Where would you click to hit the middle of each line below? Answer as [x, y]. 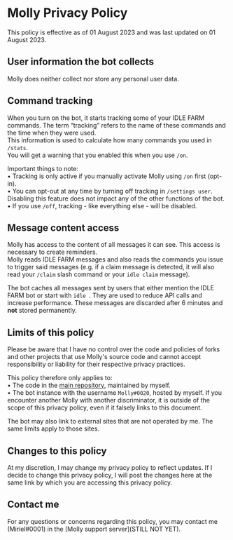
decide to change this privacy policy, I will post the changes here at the [110, 475]
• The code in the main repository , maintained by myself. [89, 385]
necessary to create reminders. [52, 252]
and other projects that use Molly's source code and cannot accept [104, 357]
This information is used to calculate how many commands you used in [110, 140]
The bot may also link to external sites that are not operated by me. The [110, 421]
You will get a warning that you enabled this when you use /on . [98, 155]
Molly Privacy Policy [68, 13]
